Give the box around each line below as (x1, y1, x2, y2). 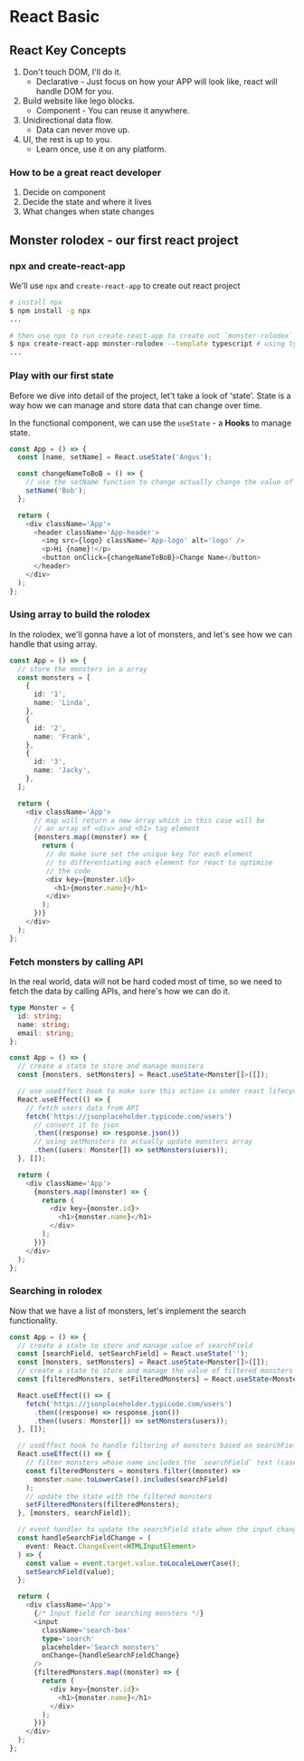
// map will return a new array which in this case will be (33, 816, 265, 825)
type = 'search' (42, 1634, 95, 1643)
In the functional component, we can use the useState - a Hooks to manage (9, 417, 292, 428)
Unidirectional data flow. (22, 115, 113, 125)
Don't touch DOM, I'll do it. (22, 66, 122, 77)
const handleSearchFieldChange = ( (17, 1533, 152, 1543)
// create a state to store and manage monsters (17, 1061, 204, 1071)
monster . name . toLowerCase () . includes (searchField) (33, 1474, 229, 1484)
